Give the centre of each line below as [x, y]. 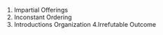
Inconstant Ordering [43, 17]
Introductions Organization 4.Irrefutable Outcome [85, 24]
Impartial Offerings [41, 10]
